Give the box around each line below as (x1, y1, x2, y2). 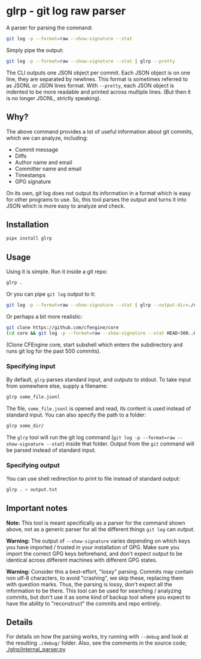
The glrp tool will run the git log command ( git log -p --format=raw (6, 433, 175, 441)
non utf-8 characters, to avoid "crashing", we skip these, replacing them (6, 574, 184, 582)
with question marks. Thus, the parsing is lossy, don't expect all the (6, 580, 172, 588)
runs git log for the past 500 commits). (6, 347, 101, 355)
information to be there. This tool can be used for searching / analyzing (6, 587, 182, 594)
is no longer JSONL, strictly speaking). (6, 94, 102, 101)
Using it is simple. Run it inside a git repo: (6, 268, 108, 275)
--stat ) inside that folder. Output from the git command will (46, 440, 194, 447)
